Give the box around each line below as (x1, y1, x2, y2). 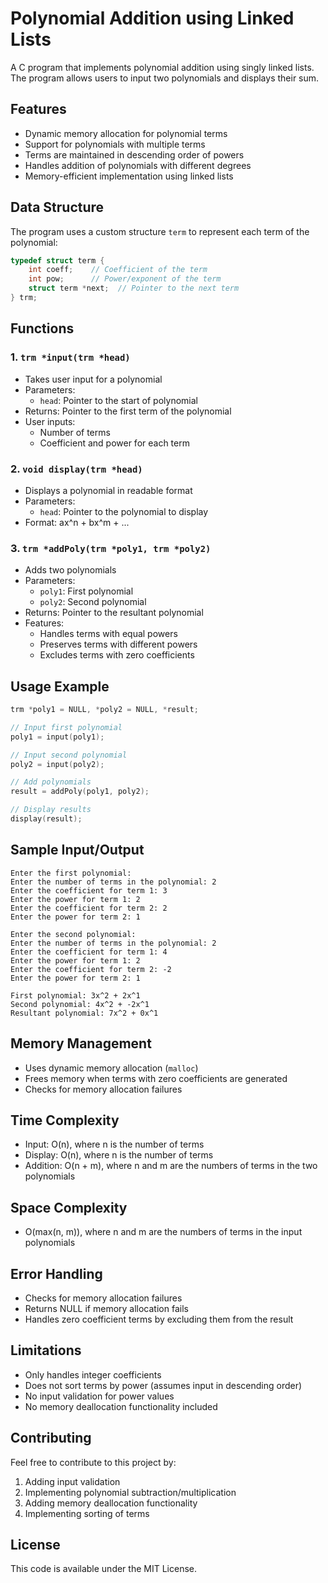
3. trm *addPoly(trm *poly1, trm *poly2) (10, 541, 212, 555)
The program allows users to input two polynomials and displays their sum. (10, 72, 320, 84)
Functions (10, 320, 75, 337)
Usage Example (10, 678, 110, 695)
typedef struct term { (10, 255, 105, 266)
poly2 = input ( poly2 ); (10, 759, 105, 769)
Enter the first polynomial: (10, 868, 132, 878)
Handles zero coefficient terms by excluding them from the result (24, 1313, 294, 1325)
